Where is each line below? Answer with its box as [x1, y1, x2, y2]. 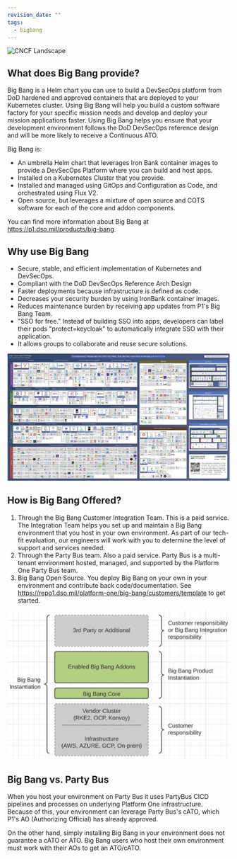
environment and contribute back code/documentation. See [17, 581, 192, 589]
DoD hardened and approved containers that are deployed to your [7, 93, 199, 102]
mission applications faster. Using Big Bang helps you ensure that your [7, 116, 213, 125]
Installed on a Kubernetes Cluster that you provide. [17, 173, 166, 182]
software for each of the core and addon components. [17, 204, 176, 212]
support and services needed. [17, 543, 106, 552]
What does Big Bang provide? [7, 67, 140, 79]
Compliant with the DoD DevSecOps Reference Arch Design [17, 280, 192, 288]
